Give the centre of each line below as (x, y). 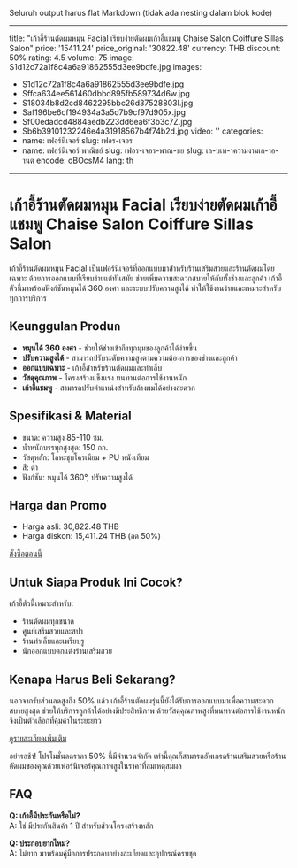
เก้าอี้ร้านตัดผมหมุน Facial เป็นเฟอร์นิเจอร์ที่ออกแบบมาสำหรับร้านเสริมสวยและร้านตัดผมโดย (142, 268)
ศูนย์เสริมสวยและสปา (53, 631)
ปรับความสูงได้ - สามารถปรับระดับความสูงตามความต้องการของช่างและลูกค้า (129, 357)
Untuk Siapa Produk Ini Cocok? (96, 582)
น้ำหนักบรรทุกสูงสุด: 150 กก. (65, 447)
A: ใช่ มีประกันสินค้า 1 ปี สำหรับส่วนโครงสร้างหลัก (81, 826)
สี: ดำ (30, 467)
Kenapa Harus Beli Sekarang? (92, 679)
